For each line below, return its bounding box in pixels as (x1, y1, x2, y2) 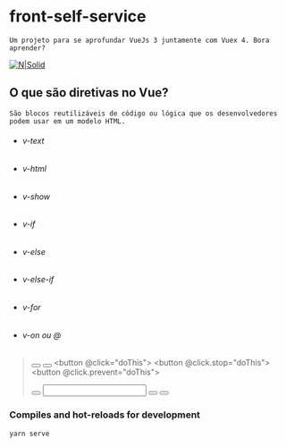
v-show (21, 190, 51, 202)
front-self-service (9, 6, 147, 27)
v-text (21, 136, 45, 147)
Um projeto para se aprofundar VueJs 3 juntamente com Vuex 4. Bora (9, 36, 270, 45)
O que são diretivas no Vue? (9, 85, 169, 100)
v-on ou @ (21, 329, 62, 341)
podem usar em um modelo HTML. (9, 116, 126, 126)
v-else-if (21, 274, 55, 285)
